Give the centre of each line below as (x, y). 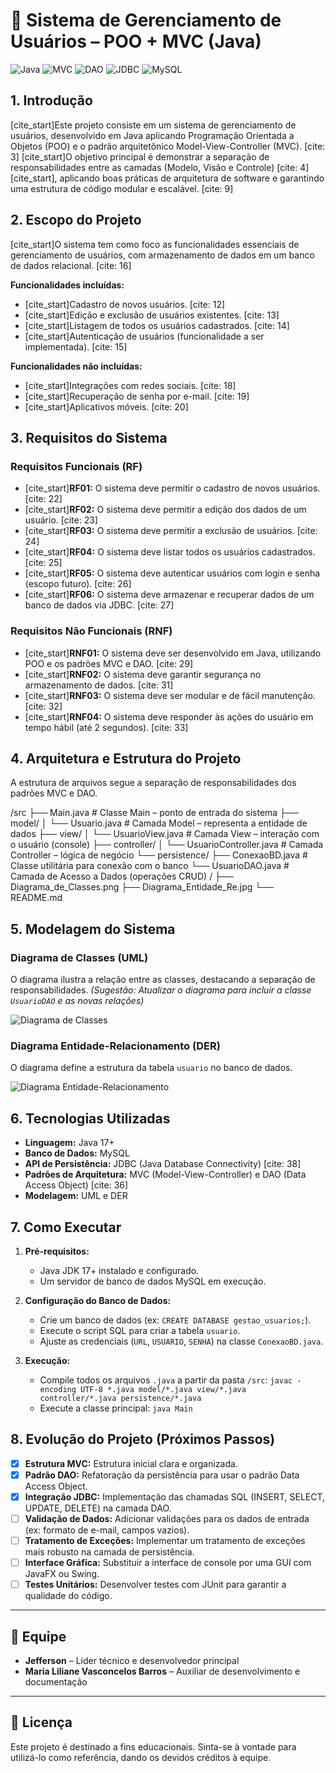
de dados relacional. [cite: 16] (71, 265)
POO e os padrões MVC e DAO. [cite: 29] (109, 663)
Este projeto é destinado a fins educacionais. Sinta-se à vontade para (153, 1746)
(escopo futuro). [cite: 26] (78, 584)
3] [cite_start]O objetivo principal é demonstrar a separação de (140, 156)
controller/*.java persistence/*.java (120, 1398)
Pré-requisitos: (57, 1251)
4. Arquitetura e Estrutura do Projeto (126, 758)
